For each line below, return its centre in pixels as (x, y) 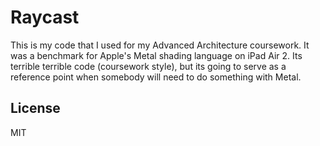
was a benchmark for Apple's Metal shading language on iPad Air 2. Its (156, 55)
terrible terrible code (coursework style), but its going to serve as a (148, 66)
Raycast (45, 17)
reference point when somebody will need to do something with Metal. (156, 77)
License (35, 108)
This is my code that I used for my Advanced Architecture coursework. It (160, 45)
